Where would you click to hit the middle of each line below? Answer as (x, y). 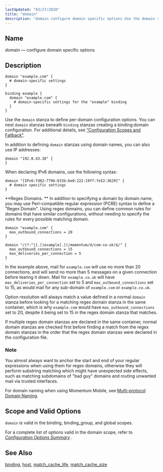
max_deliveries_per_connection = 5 (45, 254)
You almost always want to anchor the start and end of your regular (72, 361)
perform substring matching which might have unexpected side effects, (76, 371)
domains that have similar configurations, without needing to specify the (77, 214)
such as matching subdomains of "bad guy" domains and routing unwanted (81, 376)
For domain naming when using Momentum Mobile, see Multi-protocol (75, 391)
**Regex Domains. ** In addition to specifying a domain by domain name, (79, 198)
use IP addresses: (23, 150)
